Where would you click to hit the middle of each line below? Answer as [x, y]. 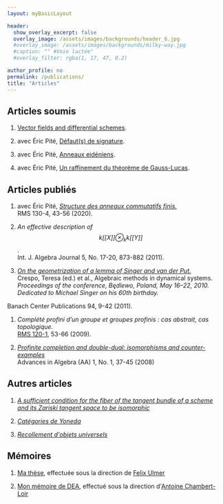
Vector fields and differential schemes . [72, 128]
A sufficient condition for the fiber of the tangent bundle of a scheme [115, 400]
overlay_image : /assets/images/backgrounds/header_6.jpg [97, 39]
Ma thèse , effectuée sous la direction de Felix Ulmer [91, 472]
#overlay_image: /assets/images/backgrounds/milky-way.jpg [100, 46]
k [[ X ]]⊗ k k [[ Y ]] [121, 239]
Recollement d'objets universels [62, 434]
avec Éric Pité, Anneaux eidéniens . [66, 154]
